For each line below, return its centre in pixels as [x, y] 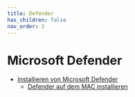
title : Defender [30, 13]
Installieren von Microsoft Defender [67, 79]
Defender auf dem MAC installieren [78, 87]
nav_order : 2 [26, 26]
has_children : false [37, 20]
